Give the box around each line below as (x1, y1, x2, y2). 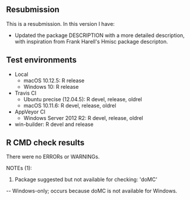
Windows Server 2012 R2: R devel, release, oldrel (23, 114, 143, 121)
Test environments (6, 55, 77, 65)
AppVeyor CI (14, 108, 45, 115)
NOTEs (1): (6, 165, 32, 172)
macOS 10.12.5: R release (23, 76, 84, 84)
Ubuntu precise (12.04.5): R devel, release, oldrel (23, 95, 142, 102)
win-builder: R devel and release (14, 121, 94, 128)
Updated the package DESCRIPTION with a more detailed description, (14, 32, 185, 39)
